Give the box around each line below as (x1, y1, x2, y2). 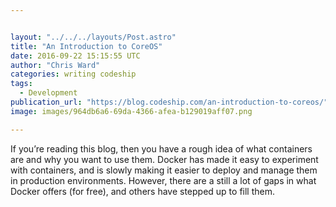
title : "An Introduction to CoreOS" (10, 41, 163, 51)
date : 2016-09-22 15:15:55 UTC (10, 51, 141, 61)
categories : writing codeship (10, 69, 137, 80)
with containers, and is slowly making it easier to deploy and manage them (10, 164, 318, 176)
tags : (10, 79, 33, 89)
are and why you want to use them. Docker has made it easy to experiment (10, 153, 319, 165)
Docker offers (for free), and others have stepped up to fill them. (10, 185, 276, 197)
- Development (19, 88, 78, 98)
